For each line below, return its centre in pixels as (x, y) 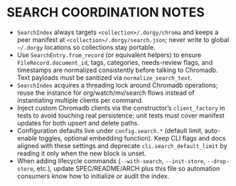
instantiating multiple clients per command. (80, 100)
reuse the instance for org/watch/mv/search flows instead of (106, 93)
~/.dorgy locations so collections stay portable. (86, 47)
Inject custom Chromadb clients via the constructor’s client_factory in (121, 108)
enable (27, 138)
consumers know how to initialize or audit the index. (93, 176)
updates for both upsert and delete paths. (78, 123)
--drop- (218, 161)
